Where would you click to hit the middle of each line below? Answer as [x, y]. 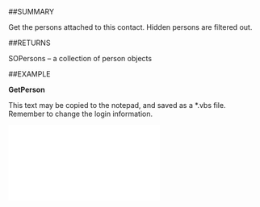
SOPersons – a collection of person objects [80, 58]
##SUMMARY [31, 12]
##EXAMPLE [29, 74]
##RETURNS [29, 43]
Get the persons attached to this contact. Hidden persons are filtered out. [130, 27]
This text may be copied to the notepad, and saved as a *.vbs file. [117, 105]
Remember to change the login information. [81, 114]
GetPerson [27, 89]
